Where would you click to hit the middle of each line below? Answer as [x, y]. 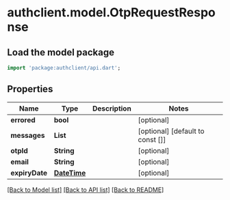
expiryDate [29, 173]
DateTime [70, 173]
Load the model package [61, 52]
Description [112, 109]
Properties [30, 89]
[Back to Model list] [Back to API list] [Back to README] [86, 190]
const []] [152, 139]
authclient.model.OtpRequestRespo [111, 13]
